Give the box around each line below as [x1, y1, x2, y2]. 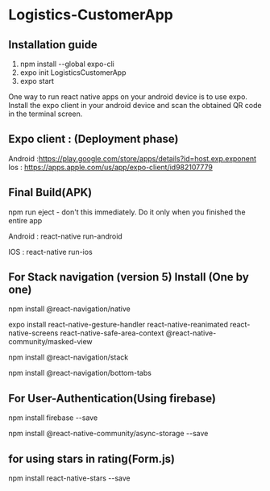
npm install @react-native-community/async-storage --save [8, 429, 209, 439]
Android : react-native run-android [8, 231, 123, 241]
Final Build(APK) [8, 185, 93, 199]
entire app [8, 215, 43, 225]
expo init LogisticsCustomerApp [19, 68, 127, 77]
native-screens [8, 328, 59, 338]
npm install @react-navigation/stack [8, 352, 129, 362]
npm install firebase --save [8, 413, 98, 422]
